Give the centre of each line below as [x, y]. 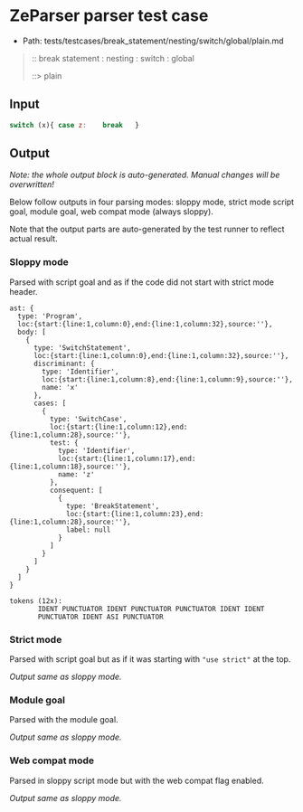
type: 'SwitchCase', [88, 419]
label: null [89, 530]
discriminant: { [64, 364]
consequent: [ [76, 490]
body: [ [32, 332]
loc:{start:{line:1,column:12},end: [118, 427]
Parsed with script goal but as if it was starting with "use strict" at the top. [150, 659]
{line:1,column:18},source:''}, [70, 467]
